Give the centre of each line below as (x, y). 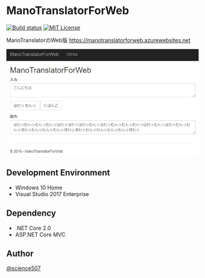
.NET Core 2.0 (33, 228)
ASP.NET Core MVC (40, 234)
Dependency (31, 214)
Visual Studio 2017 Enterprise (52, 194)
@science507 (23, 268)
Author (20, 253)
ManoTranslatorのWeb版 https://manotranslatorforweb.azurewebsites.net (99, 40)
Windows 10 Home (39, 188)
